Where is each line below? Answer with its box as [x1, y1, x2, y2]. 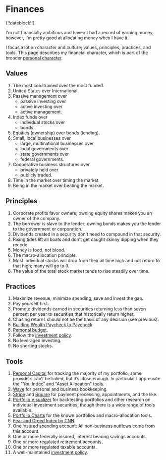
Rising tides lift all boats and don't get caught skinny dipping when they [12, 236, 159, 242]
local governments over [20, 145, 69, 152]
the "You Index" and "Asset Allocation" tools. [12, 381, 105, 387]
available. [12, 407, 33, 413]
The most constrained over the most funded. [12, 82, 105, 88]
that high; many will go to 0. [12, 263, 70, 269]
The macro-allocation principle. [12, 252, 77, 258]
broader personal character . [5, 55, 63, 60]
